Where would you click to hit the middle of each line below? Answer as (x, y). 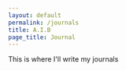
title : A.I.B (30, 30)
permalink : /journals (44, 23)
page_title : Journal (42, 37)
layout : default (35, 15)
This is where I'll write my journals (63, 59)
